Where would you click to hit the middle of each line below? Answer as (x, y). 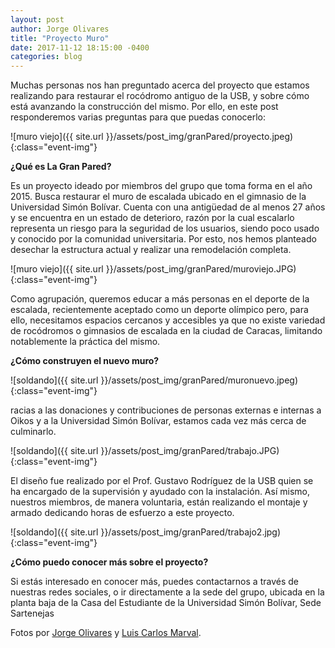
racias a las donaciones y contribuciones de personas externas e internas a (166, 410)
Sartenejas (32, 613)
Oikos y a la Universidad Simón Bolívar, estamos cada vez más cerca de (158, 421)
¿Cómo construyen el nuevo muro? (85, 361)
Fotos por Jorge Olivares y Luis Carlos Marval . (106, 633)
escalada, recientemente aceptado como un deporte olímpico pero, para (159, 310)
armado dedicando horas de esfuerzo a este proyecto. (122, 513)
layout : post (37, 19)
